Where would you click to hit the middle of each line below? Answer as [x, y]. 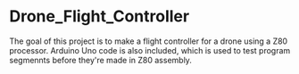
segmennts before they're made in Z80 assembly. [100, 60]
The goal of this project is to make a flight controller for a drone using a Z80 [149, 41]
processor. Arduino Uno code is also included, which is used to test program [150, 50]
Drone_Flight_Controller [100, 16]
